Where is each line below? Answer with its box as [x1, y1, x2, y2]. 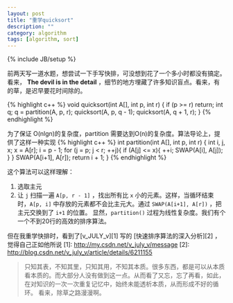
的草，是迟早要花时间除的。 [7, 87, 87, 95]
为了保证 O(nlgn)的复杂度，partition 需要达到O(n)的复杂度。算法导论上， [7, 130, 215, 138]
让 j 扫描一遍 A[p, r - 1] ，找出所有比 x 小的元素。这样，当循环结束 [17, 191, 214, 200]
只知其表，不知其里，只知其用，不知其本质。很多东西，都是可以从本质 [24, 263, 225, 271]
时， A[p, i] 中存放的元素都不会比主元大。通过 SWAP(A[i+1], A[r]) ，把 [17, 200, 222, 208]
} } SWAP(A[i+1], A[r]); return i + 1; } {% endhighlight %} [7, 153, 167, 162]
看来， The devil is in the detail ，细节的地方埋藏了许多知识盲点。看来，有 [7, 78, 221, 87]
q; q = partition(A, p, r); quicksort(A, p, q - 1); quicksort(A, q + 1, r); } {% [7, 108, 212, 116]
